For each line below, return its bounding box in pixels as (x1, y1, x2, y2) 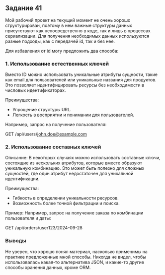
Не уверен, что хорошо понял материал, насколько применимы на (5, 248, 148, 255)
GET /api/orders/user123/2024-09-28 (5, 225, 83, 231)
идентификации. (5, 176, 40, 182)
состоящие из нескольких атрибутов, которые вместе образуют (5, 160, 143, 166)
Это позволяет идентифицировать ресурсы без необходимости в (5, 82, 145, 88)
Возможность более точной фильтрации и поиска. (12, 201, 120, 206)
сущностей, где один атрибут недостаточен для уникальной (5, 171, 134, 177)
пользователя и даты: (5, 215, 51, 221)
